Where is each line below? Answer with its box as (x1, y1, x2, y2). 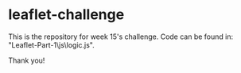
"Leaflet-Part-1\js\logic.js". (8, 40, 95, 49)
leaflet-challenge (8, 6, 125, 24)
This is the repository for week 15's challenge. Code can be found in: (8, 32, 233, 41)
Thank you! (8, 56, 45, 65)
